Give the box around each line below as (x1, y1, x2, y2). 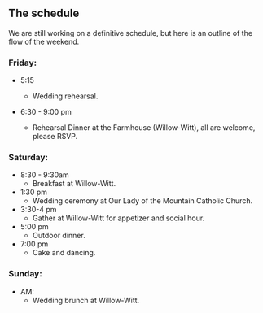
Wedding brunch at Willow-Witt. (32, 295, 140, 305)
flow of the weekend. (8, 37, 80, 46)
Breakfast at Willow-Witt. (32, 179, 116, 189)
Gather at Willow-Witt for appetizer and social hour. (32, 213, 205, 223)
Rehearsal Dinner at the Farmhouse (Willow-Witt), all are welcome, (32, 123, 256, 133)
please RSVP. (32, 132, 78, 141)
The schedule (8, 7, 80, 20)
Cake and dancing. (32, 248, 96, 258)
